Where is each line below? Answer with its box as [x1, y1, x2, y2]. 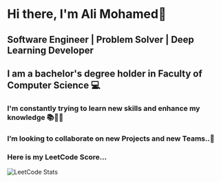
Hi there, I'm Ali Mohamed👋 [7, 6, 167, 22]
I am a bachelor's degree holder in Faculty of [7, 68, 203, 79]
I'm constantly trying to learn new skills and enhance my [7, 103, 200, 113]
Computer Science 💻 [7, 79, 101, 91]
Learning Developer [7, 44, 94, 56]
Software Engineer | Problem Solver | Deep [7, 34, 195, 45]
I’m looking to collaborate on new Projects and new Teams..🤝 [7, 134, 215, 143]
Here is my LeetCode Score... [7, 152, 107, 161]
